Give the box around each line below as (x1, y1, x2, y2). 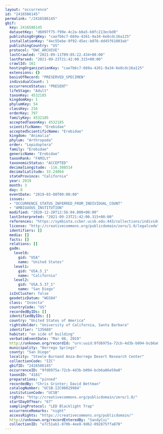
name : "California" (17, 273, 57, 278)
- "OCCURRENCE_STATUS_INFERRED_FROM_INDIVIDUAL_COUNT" (9, 201, 123, 206)
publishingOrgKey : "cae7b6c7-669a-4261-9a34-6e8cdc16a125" (9, 34, 131, 39)
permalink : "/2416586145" (5, 16, 57, 21)
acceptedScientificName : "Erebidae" (9, 129, 83, 134)
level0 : (14, 251, 29, 256)
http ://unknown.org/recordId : (9, 340, 70, 346)
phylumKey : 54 (9, 102, 38, 107)
